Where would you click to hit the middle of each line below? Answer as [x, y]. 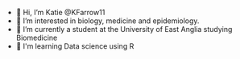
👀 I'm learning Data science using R [75, 46]
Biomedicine [37, 37]
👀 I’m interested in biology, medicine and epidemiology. [108, 21]
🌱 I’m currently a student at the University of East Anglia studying [124, 29]
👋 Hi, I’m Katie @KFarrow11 [60, 12]
